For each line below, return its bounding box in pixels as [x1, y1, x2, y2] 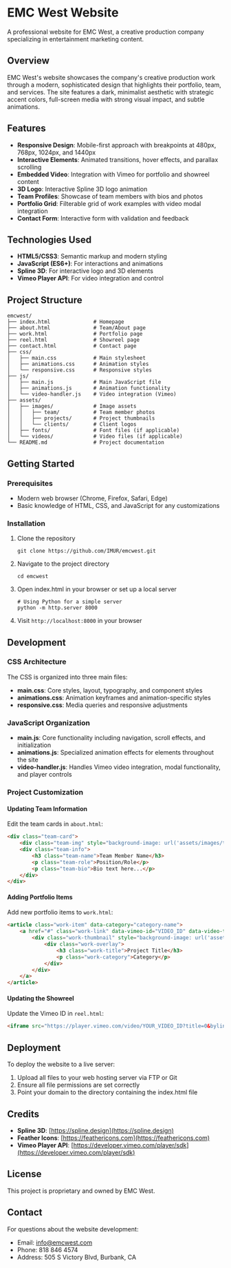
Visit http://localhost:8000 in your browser [16, 617, 142, 625]
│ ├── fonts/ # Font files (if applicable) [7, 427, 180, 434]
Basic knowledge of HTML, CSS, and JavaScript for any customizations [16, 501, 220, 509]
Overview [7, 55, 50, 67]
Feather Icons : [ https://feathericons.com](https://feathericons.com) [16, 1134, 210, 1142]
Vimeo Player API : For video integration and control [16, 274, 164, 283]
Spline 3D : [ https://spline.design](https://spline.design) [16, 1126, 174, 1134]
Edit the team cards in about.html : [7, 820, 103, 828]
